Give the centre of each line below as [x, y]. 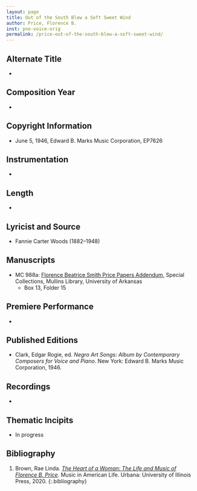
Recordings [28, 387]
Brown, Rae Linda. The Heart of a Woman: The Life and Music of [95, 468]
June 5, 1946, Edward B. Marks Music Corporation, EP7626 [89, 140]
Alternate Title [34, 59]
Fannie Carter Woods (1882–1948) [57, 241]
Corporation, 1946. [38, 368]
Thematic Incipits [40, 420]
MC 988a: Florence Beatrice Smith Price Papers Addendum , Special [99, 275]
